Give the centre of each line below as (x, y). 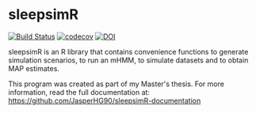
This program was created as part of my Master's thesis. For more (116, 84)
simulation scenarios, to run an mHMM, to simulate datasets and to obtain (128, 60)
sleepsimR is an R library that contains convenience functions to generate (128, 51)
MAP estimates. (34, 68)
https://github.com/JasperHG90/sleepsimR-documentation (105, 100)
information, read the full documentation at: (79, 92)
